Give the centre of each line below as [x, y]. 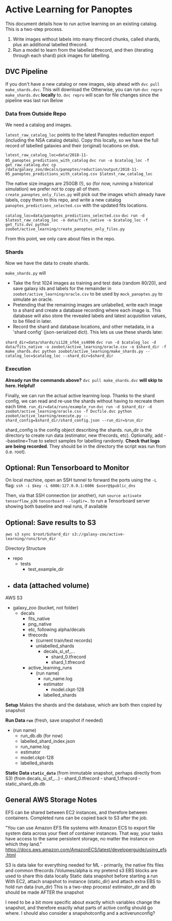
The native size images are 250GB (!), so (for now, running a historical [79, 184]
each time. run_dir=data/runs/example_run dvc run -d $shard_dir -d [79, 406]
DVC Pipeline [26, 72]
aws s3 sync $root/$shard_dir [38, 534]
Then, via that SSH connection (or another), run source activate [73, 495]
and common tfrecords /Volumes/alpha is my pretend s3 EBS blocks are [81, 870]
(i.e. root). [16, 452]
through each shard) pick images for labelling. [61, 55]
